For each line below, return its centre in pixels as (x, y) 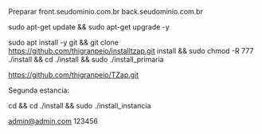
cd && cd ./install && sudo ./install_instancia (80, 106)
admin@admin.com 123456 (53, 121)
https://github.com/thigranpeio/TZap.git (74, 75)
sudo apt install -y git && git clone (64, 42)
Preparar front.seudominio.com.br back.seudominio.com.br (106, 12)
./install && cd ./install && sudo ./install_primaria (86, 59)
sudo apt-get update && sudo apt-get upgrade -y (89, 27)
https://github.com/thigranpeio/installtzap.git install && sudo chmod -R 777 (131, 51)
